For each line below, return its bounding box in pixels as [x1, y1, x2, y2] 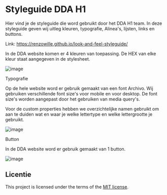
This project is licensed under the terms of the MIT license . [5, 183, 128, 190]
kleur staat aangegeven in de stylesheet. [5, 56, 90, 62]
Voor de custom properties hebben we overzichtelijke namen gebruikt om [5, 106, 159, 112]
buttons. [5, 31, 23, 37]
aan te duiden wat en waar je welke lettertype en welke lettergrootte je [5, 111, 153, 117]
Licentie [5, 170, 31, 179]
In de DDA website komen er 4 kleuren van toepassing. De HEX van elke [5, 51, 156, 57]
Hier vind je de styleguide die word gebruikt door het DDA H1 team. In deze [5, 20, 162, 26]
